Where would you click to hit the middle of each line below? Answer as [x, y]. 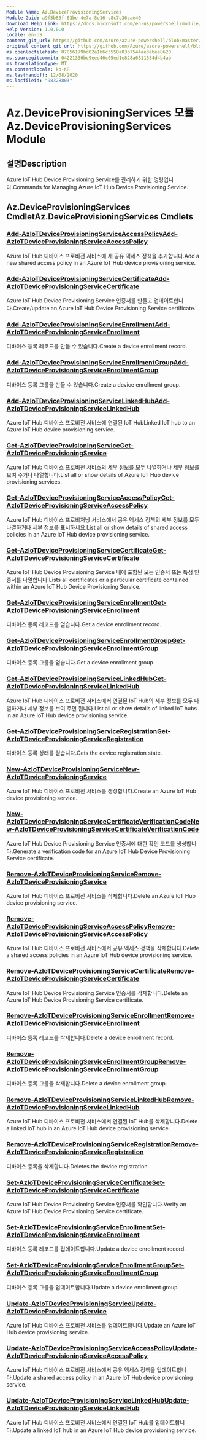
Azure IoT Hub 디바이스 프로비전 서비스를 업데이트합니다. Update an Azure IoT [101, 1325]
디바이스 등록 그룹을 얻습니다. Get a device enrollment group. [81, 663]
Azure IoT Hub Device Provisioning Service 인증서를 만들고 [79, 301]
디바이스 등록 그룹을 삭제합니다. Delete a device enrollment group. [87, 1084]
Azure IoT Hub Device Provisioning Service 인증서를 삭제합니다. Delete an [97, 993]
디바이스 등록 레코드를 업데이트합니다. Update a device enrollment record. [96, 1249]
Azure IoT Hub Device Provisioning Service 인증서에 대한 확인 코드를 [91, 843]
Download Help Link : [33, 23]
